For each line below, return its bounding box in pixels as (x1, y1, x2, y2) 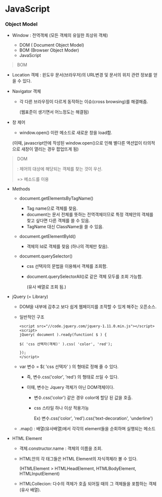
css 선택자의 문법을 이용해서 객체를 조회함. (26, 263, 108, 269)
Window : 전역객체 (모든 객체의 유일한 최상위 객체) (12, 33, 108, 38)
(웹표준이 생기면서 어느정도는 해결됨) (19, 109, 89, 115)
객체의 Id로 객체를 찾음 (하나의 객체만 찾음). (26, 243, 109, 249)
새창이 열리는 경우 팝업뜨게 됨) (21, 146, 79, 152)
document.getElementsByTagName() (19, 196, 94, 202)
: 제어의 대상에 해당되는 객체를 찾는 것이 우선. (17, 166, 103, 172)
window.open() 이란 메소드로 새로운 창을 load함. (19, 130, 113, 136)
